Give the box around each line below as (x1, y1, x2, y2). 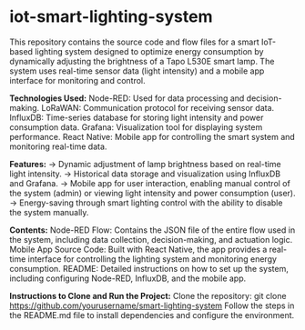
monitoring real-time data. (9, 141, 107, 152)
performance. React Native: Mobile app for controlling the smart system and (9, 131, 296, 142)
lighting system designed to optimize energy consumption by (35, 45, 264, 56)
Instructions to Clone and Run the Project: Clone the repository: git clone (9, 290, 287, 301)
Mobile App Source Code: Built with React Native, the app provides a (9, 244, 268, 255)
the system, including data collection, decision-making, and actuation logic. (9, 234, 293, 245)
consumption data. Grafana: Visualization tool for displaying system (9, 121, 263, 133)
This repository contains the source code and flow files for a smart (9, 36, 259, 47)
